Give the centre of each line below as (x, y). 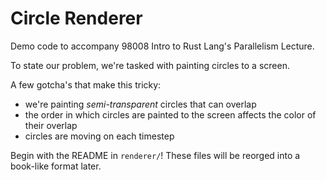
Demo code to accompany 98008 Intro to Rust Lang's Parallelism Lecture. (162, 46)
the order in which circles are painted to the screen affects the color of (170, 114)
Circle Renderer (76, 18)
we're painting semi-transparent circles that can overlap (140, 104)
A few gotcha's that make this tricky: (86, 84)
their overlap (51, 125)
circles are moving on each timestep (99, 136)
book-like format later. (56, 166)
